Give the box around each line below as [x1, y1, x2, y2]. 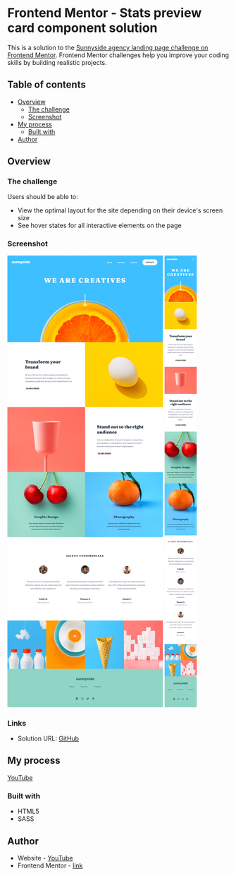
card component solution [7, 20, 158, 36]
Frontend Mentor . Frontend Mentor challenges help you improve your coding [7, 51, 230, 59]
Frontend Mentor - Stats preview [7, 5, 202, 21]
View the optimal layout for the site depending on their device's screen [17, 206, 223, 215]
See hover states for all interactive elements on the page [17, 221, 182, 230]
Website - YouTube [17, 853, 73, 862]
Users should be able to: [7, 193, 79, 201]
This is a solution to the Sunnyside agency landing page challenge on [7, 43, 209, 52]
